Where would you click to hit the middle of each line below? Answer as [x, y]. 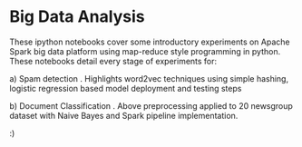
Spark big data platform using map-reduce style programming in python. [145, 51]
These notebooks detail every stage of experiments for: [113, 61]
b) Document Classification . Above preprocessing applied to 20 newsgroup [151, 105]
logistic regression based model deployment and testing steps [126, 88]
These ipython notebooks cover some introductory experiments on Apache [150, 42]
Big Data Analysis [77, 17]
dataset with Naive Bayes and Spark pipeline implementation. [124, 115]
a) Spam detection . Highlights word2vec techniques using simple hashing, [149, 78]
